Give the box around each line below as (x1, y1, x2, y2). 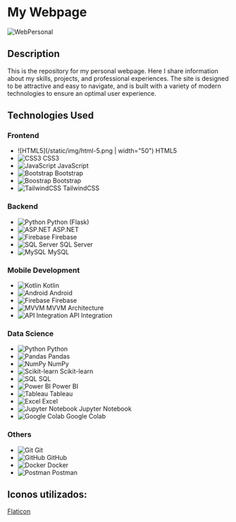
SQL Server (59, 240, 94, 249)
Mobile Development (7, 265, 80, 275)
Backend (7, 201, 39, 211)
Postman (51, 468, 78, 476)
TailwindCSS (63, 184, 100, 192)
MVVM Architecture (46, 304, 104, 312)
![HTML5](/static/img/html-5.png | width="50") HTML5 (17, 147, 178, 155)
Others (7, 430, 32, 440)
